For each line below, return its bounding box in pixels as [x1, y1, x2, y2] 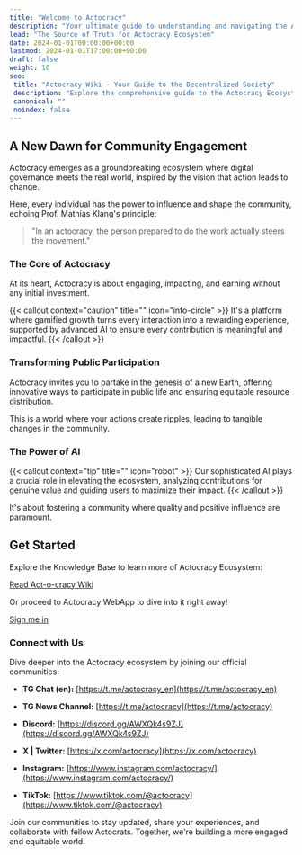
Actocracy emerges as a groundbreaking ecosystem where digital [9, 163, 253, 174]
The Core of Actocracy [9, 257, 111, 270]
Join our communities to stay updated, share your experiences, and [9, 817, 260, 828]
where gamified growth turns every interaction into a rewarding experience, [9, 315, 289, 325]
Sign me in [9, 613, 49, 625]
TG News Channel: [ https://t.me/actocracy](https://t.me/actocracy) [22, 701, 273, 712]
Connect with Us [9, 636, 84, 648]
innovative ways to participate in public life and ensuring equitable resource [9, 386, 290, 396]
